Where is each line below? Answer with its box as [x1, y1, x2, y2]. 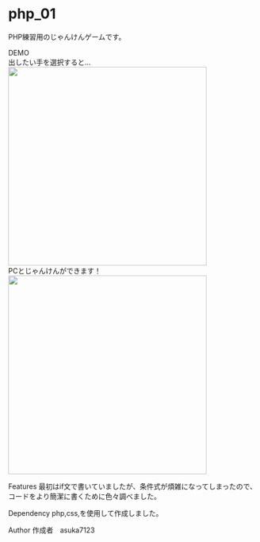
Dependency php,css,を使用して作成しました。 [8, 508, 163, 517]
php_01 [8, 5, 56, 23]
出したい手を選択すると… [8, 57, 91, 67]
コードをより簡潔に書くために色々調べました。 [8, 491, 161, 501]
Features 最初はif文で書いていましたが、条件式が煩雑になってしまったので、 [8, 482, 258, 491]
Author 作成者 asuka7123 [8, 525, 95, 535]
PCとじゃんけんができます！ [8, 265, 101, 275]
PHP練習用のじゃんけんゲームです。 [8, 32, 126, 41]
